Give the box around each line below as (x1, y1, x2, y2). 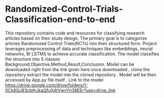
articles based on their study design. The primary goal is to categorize (5, 35, 147, 41)
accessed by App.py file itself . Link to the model (5, 77, 104, 83)
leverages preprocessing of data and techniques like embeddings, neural (5, 46, 153, 51)
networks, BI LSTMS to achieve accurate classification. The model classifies (5, 50, 160, 57)
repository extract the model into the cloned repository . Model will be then (5, 72, 157, 77)
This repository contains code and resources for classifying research (5, 30, 145, 36)
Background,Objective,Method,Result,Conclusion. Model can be (5, 61, 135, 67)
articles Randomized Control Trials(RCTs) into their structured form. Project (5, 40, 157, 46)
